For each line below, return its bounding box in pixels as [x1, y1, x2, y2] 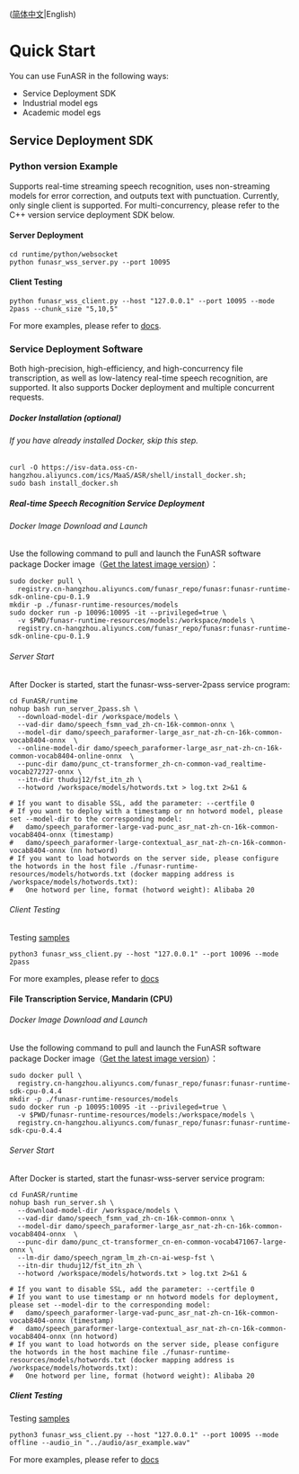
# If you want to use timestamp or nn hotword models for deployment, [9, 1292, 279, 1301]
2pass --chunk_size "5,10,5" [9, 305, 119, 314]
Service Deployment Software [9, 342, 144, 355]
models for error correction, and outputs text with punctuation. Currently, [9, 190, 280, 201]
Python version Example [9, 160, 119, 173]
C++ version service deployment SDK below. [9, 209, 175, 220]
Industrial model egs [22, 97, 99, 108]
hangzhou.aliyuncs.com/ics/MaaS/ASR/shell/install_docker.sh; [9, 471, 247, 480]
